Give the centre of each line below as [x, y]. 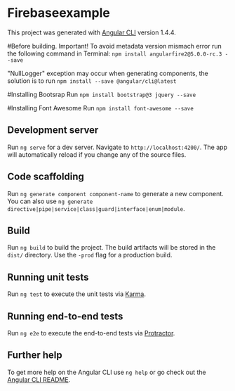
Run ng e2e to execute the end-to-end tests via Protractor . [91, 333]
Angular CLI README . [39, 379]
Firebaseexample [59, 13]
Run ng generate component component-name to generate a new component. [116, 193]
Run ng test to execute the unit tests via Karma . [76, 294]
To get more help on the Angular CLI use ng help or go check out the [107, 372]
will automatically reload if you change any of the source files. [97, 154]
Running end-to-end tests [65, 316]
